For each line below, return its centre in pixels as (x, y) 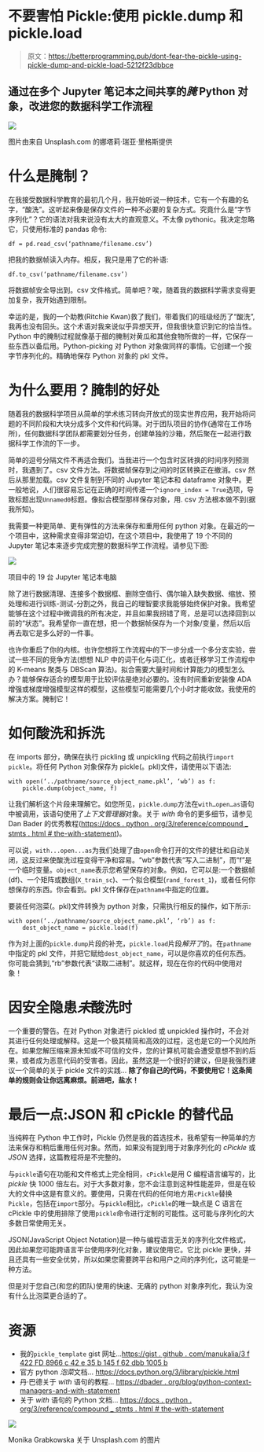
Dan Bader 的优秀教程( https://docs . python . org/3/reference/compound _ (128, 823)
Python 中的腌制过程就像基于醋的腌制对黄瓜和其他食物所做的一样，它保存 (127, 336)
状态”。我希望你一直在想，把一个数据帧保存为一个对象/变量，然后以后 (138, 623)
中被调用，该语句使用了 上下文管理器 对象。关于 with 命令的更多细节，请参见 (130, 814)
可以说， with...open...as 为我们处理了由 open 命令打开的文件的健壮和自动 (126, 850)
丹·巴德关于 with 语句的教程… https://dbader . (93, 1382)
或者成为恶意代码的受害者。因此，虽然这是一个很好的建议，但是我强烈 (135, 1060)
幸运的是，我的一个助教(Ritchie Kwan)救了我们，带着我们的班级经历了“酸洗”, (132, 316)
